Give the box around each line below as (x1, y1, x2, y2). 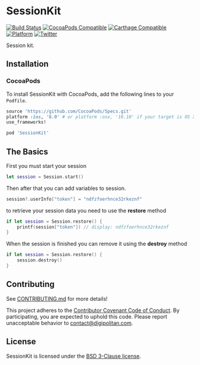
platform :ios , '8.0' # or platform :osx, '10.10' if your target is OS (6, 114, 190, 120)
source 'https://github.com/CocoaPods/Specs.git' (6, 108, 132, 114)
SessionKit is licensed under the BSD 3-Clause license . (6, 352, 142, 360)
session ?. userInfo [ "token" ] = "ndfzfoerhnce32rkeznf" (6, 196, 143, 202)
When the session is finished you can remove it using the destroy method (6, 240, 187, 248)
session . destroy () (17, 257, 62, 263)
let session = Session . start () (6, 174, 84, 180)
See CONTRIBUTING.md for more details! (6, 295, 108, 302)
